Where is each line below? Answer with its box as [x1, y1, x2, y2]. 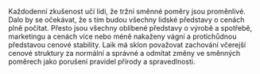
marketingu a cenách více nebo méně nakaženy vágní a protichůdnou [8, 31, 237, 41]
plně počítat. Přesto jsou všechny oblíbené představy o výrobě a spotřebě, [8, 24, 253, 32]
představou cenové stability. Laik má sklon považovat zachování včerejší [8, 40, 246, 50]
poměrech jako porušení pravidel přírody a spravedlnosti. [8, 57, 196, 66]
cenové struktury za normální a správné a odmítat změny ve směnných [8, 49, 241, 57]
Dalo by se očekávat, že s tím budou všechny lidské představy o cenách [8, 15, 245, 24]
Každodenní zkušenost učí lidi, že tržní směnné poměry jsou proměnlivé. [8, 7, 246, 16]
